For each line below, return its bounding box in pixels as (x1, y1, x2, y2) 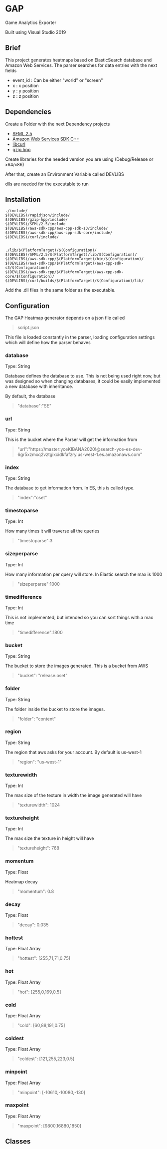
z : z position (12, 93, 39, 99)
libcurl (12, 141, 26, 147)
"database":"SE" (17, 403, 51, 409)
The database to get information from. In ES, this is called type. (5, 485, 135, 491)
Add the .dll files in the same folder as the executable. (5, 287, 116, 293)
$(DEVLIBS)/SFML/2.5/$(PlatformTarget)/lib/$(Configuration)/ (5, 252, 137, 257)
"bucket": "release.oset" (17, 673, 68, 679)
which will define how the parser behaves (5, 340, 91, 346)
